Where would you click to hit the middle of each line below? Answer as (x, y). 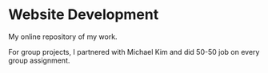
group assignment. (39, 60)
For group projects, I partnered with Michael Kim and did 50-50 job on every (134, 52)
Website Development (84, 15)
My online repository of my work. (63, 36)
